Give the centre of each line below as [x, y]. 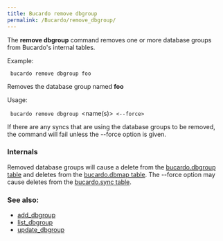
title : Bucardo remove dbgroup [52, 14]
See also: [23, 200]
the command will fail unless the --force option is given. [87, 134]
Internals [23, 152]
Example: [20, 60]
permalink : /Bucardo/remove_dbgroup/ [62, 20]
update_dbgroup [41, 230]
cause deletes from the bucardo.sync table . [69, 182]
